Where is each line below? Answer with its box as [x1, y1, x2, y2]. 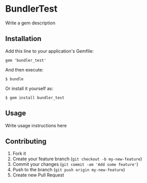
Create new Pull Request [12, 172, 64, 178]
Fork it [12, 151, 26, 157]
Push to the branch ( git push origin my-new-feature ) [12, 167, 125, 173]
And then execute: [5, 66, 44, 72]
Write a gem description [5, 20, 56, 26]
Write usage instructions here [5, 122, 67, 128]
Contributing [5, 137, 47, 145]
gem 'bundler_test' [5, 58, 47, 63]
